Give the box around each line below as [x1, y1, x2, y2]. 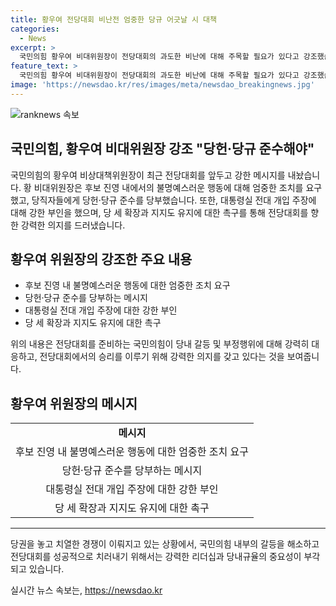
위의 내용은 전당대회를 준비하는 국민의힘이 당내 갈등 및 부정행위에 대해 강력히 [10, 338, 310, 350]
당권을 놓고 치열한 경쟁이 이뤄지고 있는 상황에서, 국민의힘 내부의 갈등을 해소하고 [10, 538, 320, 550]
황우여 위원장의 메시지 [10, 395, 138, 412]
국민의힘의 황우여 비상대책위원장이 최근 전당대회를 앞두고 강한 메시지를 [10, 169, 286, 181]
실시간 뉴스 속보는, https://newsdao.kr [10, 584, 163, 596]
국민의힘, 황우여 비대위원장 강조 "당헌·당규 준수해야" [10, 141, 315, 158]
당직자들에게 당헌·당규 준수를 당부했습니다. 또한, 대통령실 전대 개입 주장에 [31, 194, 317, 206]
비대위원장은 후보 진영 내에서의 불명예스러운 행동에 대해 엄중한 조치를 [33, 181, 304, 193]
